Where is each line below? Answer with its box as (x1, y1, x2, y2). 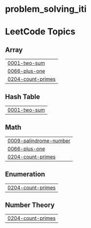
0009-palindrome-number (7, 137, 70, 144)
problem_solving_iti (5, 3, 87, 15)
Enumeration (5, 170, 45, 179)
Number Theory (5, 201, 55, 209)
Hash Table (5, 92, 40, 101)
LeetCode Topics (5, 26, 76, 38)
